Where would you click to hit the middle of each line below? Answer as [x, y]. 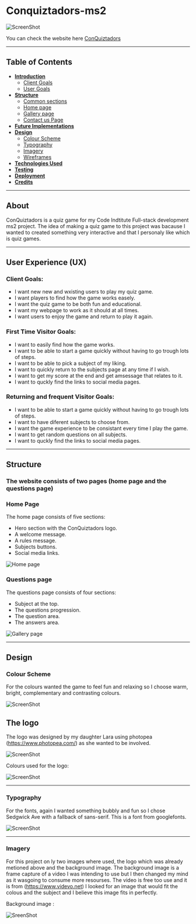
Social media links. [37, 553]
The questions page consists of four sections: [61, 592]
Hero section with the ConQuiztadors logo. [66, 528]
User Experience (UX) [46, 262]
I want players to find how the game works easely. [75, 298]
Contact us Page [43, 120]
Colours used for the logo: [37, 766]
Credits [24, 182]
